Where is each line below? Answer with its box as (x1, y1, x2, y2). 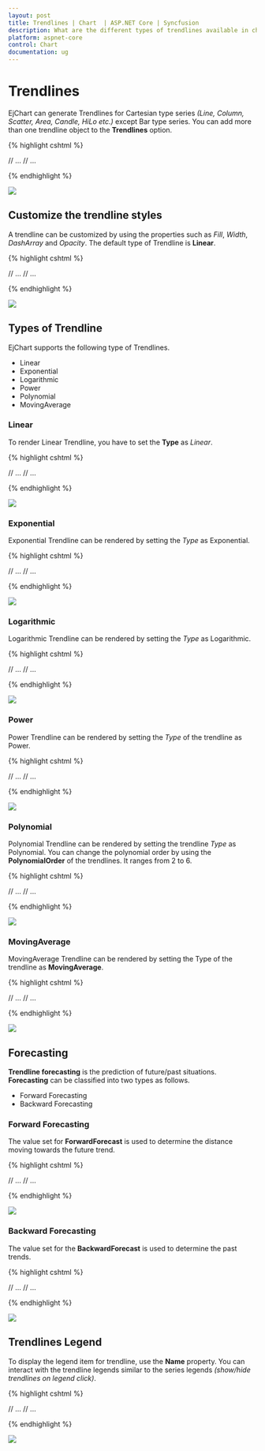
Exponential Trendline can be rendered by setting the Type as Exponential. (8, 536, 250, 546)
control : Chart (8, 41, 58, 49)
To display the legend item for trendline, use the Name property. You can (8, 1356, 245, 1366)
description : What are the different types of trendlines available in (8, 26, 248, 34)
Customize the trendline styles (8, 208, 163, 222)
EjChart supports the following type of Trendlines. (8, 343, 170, 352)
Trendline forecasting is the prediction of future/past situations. (8, 1067, 217, 1077)
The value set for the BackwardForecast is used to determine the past (8, 1243, 237, 1253)
